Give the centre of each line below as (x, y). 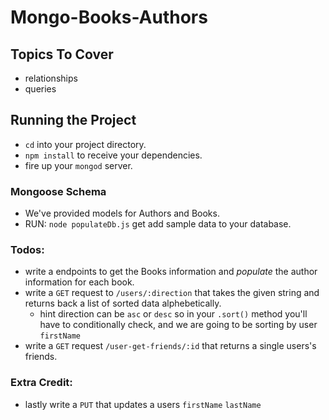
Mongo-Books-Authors (109, 17)
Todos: (27, 250)
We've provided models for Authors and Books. (122, 213)
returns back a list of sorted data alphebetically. (123, 303)
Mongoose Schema (58, 191)
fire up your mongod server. (78, 165)
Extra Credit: (41, 383)
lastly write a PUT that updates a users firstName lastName (143, 404)
